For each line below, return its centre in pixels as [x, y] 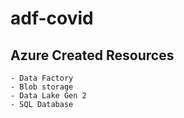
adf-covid [52, 18]
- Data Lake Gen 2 [48, 96]
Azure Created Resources [92, 55]
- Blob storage [42, 87]
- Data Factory [42, 78]
